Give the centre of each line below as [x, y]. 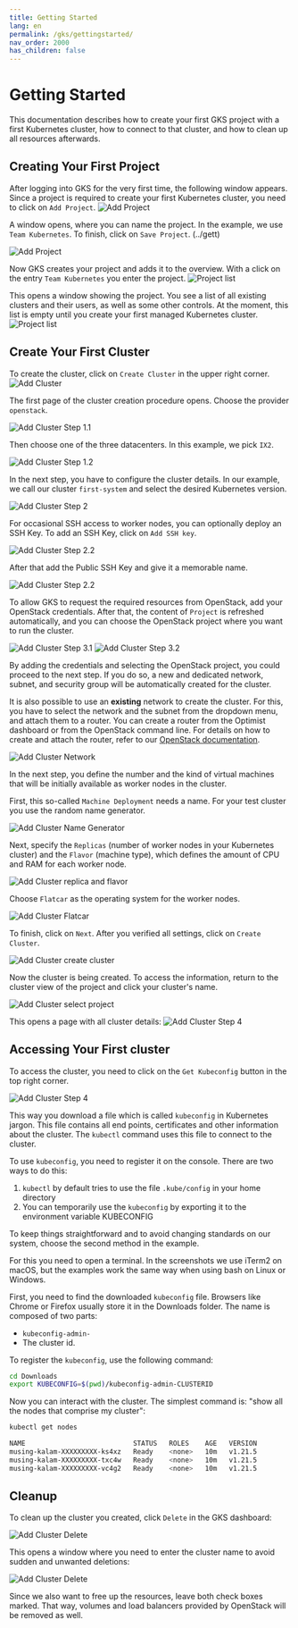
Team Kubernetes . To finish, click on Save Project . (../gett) [115, 234]
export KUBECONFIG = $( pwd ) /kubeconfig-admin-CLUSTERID [112, 1385]
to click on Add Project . [53, 207]
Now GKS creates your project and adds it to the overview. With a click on [145, 268]
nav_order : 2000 [39, 42]
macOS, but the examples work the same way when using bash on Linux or [148, 1270]
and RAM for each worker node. [68, 864]
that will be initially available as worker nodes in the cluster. [118, 784]
